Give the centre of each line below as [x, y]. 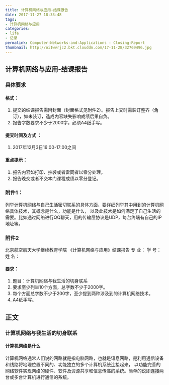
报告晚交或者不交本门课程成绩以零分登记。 [57, 178]
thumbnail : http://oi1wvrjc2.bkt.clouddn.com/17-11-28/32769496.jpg [78, 47]
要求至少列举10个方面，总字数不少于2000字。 [60, 287]
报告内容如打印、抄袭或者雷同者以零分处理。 [59, 172]
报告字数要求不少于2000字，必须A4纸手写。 [58, 123]
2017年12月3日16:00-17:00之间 [44, 148]
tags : [11, 19]
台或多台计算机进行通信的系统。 [38, 377]
